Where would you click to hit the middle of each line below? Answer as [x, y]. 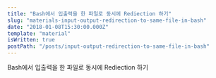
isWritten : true [31, 40]
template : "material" [39, 33]
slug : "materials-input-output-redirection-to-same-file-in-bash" [107, 20]
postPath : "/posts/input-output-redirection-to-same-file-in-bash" [109, 46]
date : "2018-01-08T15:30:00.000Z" [58, 27]
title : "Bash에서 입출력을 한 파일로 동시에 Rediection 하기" [89, 14]
